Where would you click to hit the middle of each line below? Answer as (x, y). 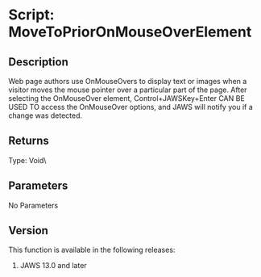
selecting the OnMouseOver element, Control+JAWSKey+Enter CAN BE (127, 98)
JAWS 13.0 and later (53, 266)
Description (38, 62)
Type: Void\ (27, 160)
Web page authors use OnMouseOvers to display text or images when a (128, 81)
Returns (29, 141)
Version (28, 231)
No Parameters (33, 205)
